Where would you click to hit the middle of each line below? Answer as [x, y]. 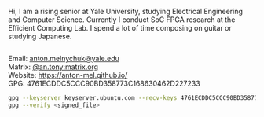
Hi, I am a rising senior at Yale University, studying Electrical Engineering [126, 11]
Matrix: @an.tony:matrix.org [53, 67]
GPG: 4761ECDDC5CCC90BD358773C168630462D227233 [104, 83]
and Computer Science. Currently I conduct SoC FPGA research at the [122, 20]
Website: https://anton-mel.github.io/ [68, 75]
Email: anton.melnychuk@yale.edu [64, 58]
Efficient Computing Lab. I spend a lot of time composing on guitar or [120, 28]
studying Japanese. [40, 36]
